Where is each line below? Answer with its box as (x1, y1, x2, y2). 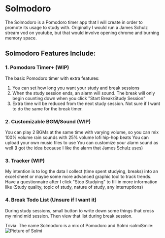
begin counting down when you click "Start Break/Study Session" (12, 95, 146, 101)
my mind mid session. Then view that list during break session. (5, 213, 133, 219)
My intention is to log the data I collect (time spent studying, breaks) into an (5, 169, 159, 174)
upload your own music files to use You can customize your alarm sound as (5, 139, 159, 145)
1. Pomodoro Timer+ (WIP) (5, 64, 69, 71)
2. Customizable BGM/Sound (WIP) (5, 118, 91, 125)
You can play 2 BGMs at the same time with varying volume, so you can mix (5, 129, 159, 135)
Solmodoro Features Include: (5, 49, 96, 58)
